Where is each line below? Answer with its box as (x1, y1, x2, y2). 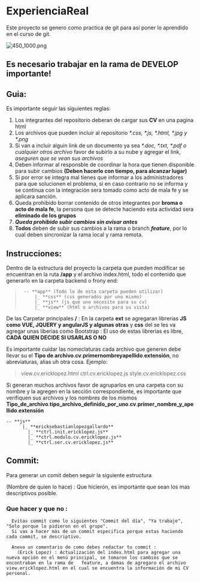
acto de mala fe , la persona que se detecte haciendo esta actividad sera (14, 205, 194, 213)
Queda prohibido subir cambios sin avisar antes (14, 219, 138, 226)
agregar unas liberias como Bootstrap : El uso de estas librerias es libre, (6, 328, 183, 335)
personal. (6, 571, 31, 577)
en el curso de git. (6, 30, 51, 37)
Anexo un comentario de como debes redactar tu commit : (11, 544, 157, 550)
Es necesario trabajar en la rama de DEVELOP (6, 59, 178, 69)
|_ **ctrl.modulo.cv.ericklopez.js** (28, 434, 122, 440)
